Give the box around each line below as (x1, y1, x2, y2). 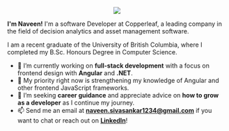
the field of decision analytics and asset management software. (7, 27, 189, 35)
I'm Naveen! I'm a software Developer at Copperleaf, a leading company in (7, 20, 223, 28)
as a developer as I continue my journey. (17, 98, 135, 107)
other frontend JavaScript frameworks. (17, 84, 129, 92)
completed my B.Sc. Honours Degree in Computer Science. (7, 48, 177, 56)
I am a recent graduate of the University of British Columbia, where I (7, 40, 203, 49)
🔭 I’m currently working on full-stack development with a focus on (17, 61, 210, 70)
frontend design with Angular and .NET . (17, 69, 134, 77)
